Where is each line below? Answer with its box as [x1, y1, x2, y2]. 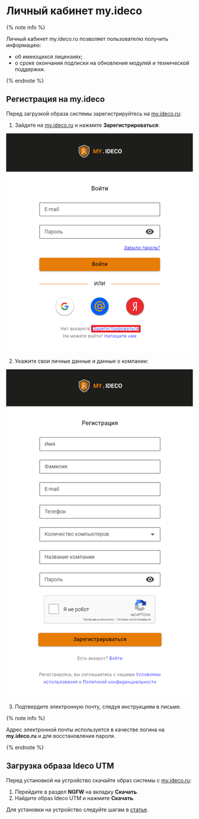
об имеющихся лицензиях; [14, 53, 83, 60]
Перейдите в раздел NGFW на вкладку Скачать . [14, 788, 139, 795]
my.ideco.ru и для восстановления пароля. [6, 732, 116, 739]
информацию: [6, 41, 41, 49]
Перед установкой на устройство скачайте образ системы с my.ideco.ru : [6, 776, 192, 783]
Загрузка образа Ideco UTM [6, 761, 114, 771]
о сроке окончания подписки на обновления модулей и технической [14, 59, 190, 66]
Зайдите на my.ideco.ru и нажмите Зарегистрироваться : [14, 121, 160, 129]
